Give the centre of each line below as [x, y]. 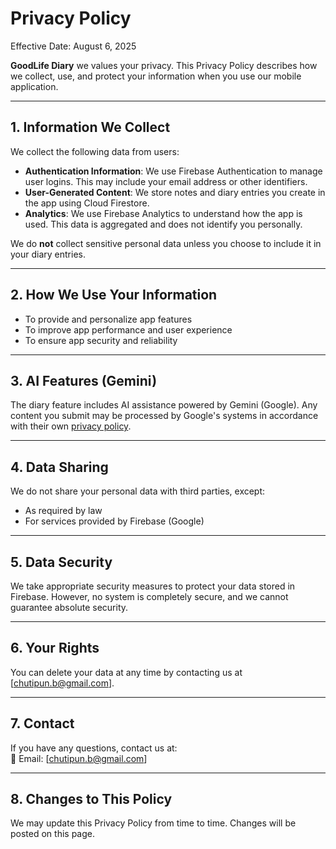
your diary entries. [48, 254]
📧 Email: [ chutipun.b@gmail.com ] [79, 758]
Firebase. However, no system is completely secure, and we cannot [149, 596]
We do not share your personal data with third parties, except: [138, 491]
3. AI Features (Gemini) [84, 380]
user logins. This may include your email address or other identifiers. [166, 181]
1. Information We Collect [90, 127]
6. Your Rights [55, 648]
